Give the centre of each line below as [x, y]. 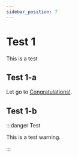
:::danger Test [23, 126]
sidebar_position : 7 [32, 12]
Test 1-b [22, 111]
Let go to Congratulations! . [39, 92]
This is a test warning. [34, 137]
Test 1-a [22, 77]
